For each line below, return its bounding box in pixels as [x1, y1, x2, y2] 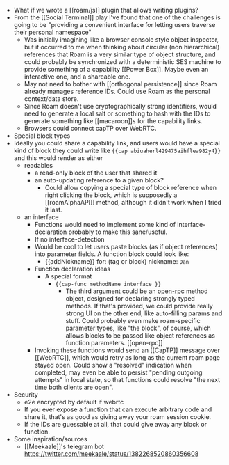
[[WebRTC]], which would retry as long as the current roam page [34, 354, 221, 361]
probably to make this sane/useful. [68, 228, 168, 236]
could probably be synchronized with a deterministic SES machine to [24, 58, 221, 65]
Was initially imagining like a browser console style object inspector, [24, 36, 219, 44]
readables [24, 161, 53, 169]
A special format [44, 272, 92, 281]
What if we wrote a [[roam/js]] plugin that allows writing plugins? [13, 6, 199, 14]
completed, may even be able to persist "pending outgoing [34, 368, 203, 377]
